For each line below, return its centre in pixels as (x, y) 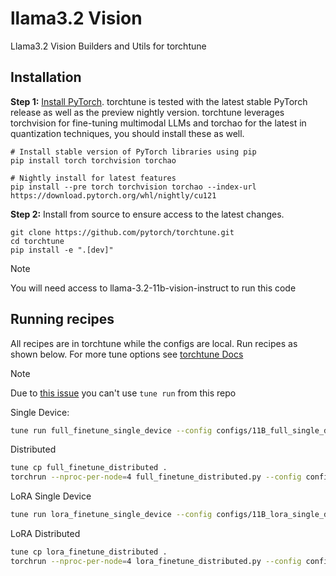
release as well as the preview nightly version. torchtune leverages (147, 112)
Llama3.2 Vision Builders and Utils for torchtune (108, 46)
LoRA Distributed (45, 534)
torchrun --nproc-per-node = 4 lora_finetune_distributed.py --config (156, 561)
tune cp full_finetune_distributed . (89, 468)
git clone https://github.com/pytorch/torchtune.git (122, 232)
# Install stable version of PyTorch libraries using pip (133, 152)
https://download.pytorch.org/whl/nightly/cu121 (113, 195)
